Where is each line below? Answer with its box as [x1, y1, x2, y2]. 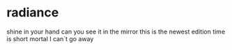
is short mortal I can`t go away [6, 34, 94, 42]
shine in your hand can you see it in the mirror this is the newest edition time [6, 27, 226, 36]
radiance [6, 5, 59, 21]
